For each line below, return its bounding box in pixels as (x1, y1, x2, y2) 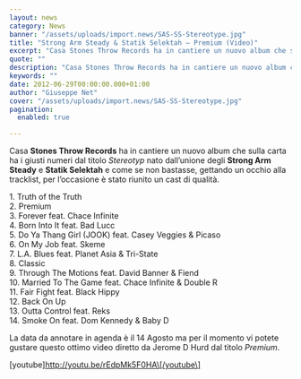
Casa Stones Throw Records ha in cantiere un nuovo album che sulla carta (9, 145, 287, 157)
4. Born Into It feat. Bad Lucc (9, 220, 116, 231)
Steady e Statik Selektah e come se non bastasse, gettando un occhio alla (9, 165, 287, 176)
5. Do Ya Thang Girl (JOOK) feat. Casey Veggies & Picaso (9, 229, 221, 240)
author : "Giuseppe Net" (9, 88, 99, 97)
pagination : (9, 105, 54, 114)
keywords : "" (9, 72, 58, 81)
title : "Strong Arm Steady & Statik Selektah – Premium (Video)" (9, 38, 258, 47)
